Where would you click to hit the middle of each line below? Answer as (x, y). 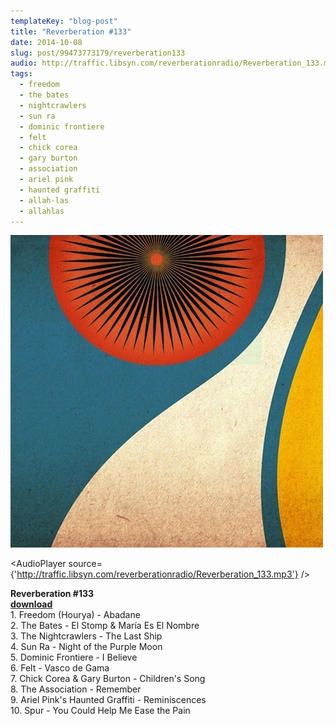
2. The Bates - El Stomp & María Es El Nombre (105, 626)
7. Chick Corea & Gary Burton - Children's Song (108, 679)
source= (85, 564)
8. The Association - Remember (76, 689)
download (31, 604)
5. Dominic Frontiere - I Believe (74, 657)
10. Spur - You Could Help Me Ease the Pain (100, 711)
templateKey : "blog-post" (64, 21)
